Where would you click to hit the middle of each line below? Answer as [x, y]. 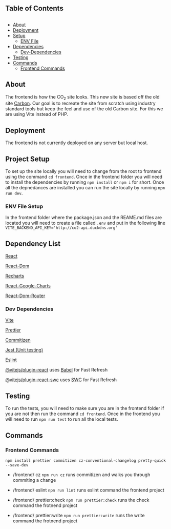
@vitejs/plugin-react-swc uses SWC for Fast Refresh [61, 380]
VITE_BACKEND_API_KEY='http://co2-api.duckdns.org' [61, 228]
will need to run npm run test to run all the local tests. [62, 419]
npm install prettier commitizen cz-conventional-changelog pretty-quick [86, 461]
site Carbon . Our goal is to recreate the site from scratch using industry [81, 103]
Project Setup [28, 159]
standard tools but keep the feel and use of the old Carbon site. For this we [84, 109]
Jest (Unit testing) [24, 350]
